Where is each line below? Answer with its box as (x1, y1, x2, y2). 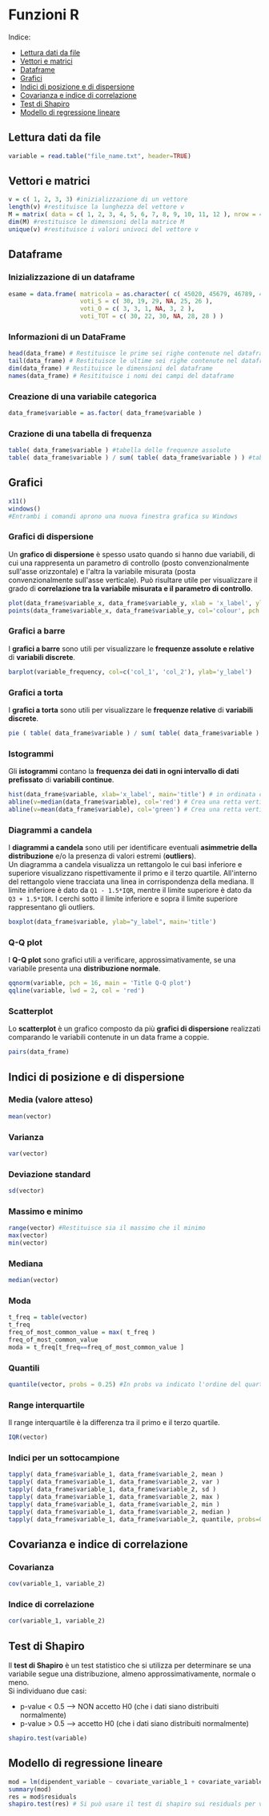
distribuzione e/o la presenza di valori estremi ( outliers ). (8, 851, 197, 861)
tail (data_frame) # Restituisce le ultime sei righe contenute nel (8, 357, 239, 365)
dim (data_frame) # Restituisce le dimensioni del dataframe (8, 364, 214, 373)
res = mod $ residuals (8, 1793, 78, 1801)
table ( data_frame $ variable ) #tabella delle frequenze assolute (8, 446, 231, 454)
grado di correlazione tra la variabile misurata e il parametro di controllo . (8, 584, 253, 593)
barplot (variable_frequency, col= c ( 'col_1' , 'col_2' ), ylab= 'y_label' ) (8, 668, 252, 676)
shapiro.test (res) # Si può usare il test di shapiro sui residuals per (8, 1800, 256, 1808)
